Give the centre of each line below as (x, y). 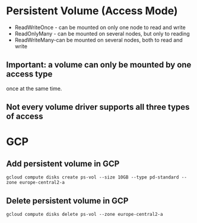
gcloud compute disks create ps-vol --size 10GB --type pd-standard (93, 177)
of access (25, 117)
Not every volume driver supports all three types (98, 107)
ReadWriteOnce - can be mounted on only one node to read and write (100, 27)
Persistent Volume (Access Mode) (92, 11)
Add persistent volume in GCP (63, 163)
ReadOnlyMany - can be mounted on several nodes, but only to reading (102, 33)
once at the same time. (34, 88)
